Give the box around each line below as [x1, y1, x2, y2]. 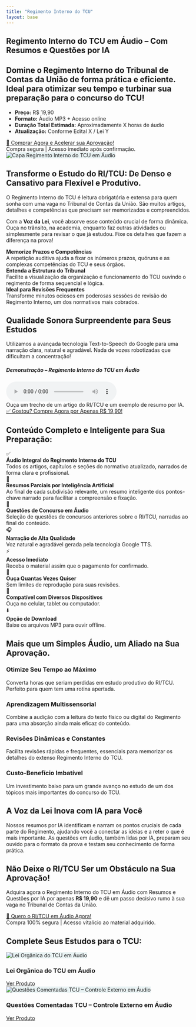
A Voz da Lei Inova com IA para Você [6, 806, 143, 816]
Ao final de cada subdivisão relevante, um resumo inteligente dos [6, 488, 165, 495]
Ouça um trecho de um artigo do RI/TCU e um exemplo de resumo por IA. [6, 401, 184, 409]
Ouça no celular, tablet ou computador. [6, 600, 101, 607]
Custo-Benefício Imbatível [6, 769, 84, 777]
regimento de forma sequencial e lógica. [6, 279, 104, 287]
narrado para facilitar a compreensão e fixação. [22, 494, 138, 501]
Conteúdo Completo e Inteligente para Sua [6, 425, 165, 435]
